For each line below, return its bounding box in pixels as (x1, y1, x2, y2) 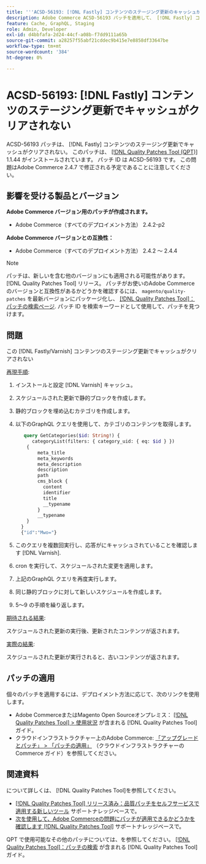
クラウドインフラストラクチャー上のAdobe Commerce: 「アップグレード (15, 734, 199, 741)
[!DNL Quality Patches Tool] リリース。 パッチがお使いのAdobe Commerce (6, 280, 195, 287)
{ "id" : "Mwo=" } (21, 530, 57, 536)
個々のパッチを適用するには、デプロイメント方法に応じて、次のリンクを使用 (6, 690, 200, 698)
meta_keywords (37, 455, 74, 462)
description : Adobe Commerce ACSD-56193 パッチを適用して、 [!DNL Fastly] (6, 15, 193, 21)
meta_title (37, 449, 66, 456)
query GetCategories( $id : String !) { (23, 433, 120, 439)
